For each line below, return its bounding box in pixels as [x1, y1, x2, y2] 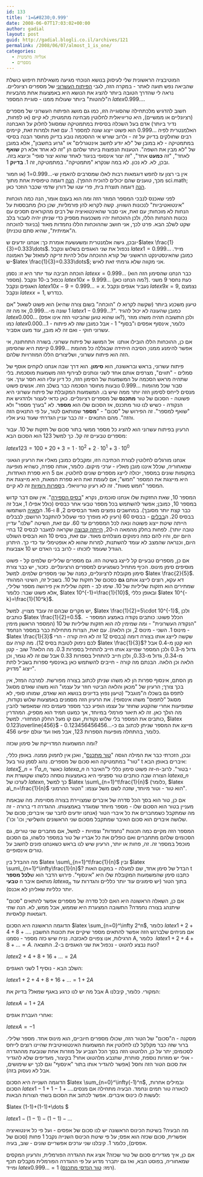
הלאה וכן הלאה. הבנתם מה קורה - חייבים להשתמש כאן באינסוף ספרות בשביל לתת [6, 658, 194, 666]
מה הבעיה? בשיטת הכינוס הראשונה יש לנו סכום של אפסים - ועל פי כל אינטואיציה [6, 1126, 189, 1133]
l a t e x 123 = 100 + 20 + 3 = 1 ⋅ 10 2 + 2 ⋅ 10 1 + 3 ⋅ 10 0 [6, 444, 130, 452]
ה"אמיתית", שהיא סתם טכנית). [6, 227, 77, 234]
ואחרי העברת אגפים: [6, 1011, 53, 1019]
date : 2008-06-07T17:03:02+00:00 [6, 20, 91, 26]
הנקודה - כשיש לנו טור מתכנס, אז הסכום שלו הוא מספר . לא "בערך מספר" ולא [6, 401, 183, 408]
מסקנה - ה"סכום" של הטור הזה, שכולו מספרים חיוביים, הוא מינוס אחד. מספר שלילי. [6, 1034, 196, 1042]
